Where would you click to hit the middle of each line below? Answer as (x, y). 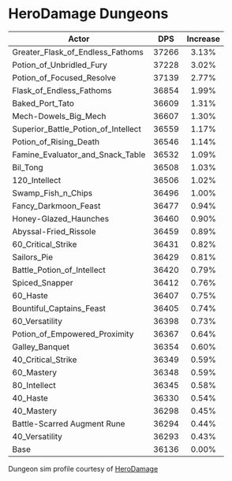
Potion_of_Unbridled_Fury (60, 65)
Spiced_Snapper (43, 282)
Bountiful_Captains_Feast (59, 308)
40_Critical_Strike (45, 360)
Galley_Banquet (41, 346)
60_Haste (30, 295)
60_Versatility (37, 321)
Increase (204, 39)
